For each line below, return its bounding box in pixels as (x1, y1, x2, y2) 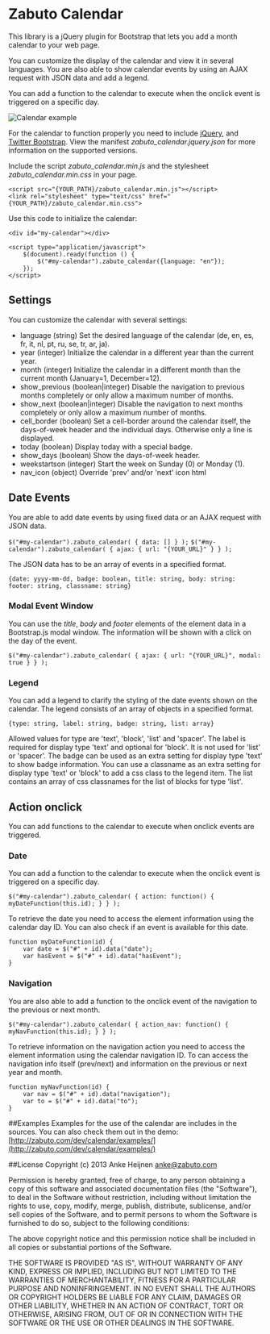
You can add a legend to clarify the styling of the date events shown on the (8, 695, 258, 706)
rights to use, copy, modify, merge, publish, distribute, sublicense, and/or (8, 1201, 251, 1211)
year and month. (8, 1067, 63, 1077)
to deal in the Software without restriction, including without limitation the (8, 1192, 251, 1202)
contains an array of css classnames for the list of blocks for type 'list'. (8, 777, 243, 786)
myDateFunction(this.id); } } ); (8, 900, 121, 908)
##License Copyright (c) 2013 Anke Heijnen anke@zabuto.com (8, 1159, 218, 1169)
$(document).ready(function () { (23, 250, 135, 258)
